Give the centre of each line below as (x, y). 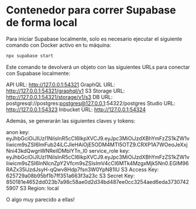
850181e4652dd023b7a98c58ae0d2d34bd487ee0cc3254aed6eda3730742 (97, 181)
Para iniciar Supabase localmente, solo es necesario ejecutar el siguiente (94, 39)
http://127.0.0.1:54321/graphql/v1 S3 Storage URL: (66, 91)
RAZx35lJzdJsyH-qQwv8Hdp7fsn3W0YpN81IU (63, 169)
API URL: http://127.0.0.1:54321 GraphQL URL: (61, 84)
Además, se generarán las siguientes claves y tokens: (71, 121)
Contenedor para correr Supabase (91, 10)
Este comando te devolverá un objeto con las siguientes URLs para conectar (98, 67)
